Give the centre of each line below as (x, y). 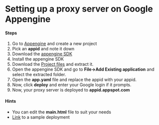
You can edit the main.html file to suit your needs (62, 112)
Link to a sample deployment (41, 117)
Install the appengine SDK (38, 59)
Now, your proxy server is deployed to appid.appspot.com (71, 90)
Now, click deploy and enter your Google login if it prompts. (72, 85)
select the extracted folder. (39, 75)
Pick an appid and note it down (43, 49)
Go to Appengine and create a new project (54, 44)
